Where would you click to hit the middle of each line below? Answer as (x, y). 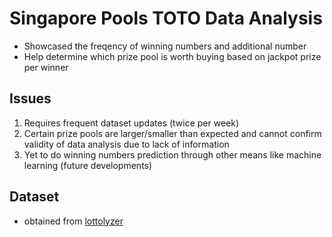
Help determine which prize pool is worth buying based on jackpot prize (172, 56)
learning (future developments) (88, 165)
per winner (46, 67)
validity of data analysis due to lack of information (126, 144)
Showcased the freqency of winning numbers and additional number (165, 46)
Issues (30, 98)
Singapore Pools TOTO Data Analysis (166, 18)
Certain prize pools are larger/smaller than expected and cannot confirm (172, 133)
